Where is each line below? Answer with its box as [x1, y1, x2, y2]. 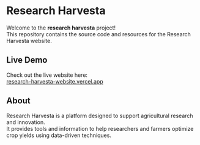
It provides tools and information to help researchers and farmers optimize [6, 125, 194, 132]
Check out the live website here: [6, 71, 87, 79]
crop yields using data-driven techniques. [6, 131, 112, 139]
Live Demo [6, 55, 48, 65]
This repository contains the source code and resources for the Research [6, 30, 191, 37]
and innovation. [6, 118, 46, 126]
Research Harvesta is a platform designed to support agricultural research [6, 112, 194, 119]
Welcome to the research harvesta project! [6, 24, 116, 31]
